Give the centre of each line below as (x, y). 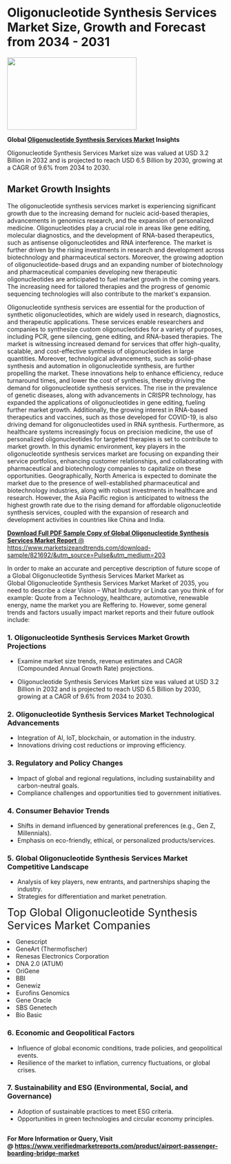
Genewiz (29, 986)
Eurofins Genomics (43, 993)
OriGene (28, 971)
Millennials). (34, 833)
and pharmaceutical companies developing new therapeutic (92, 272)
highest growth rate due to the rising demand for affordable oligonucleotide (114, 505)
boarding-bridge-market (43, 1154)
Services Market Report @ (46, 540)
